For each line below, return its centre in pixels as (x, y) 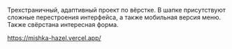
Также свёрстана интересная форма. (63, 24)
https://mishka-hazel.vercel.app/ (54, 38)
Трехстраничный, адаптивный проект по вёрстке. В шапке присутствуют (116, 10)
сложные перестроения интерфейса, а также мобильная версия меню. (114, 17)
